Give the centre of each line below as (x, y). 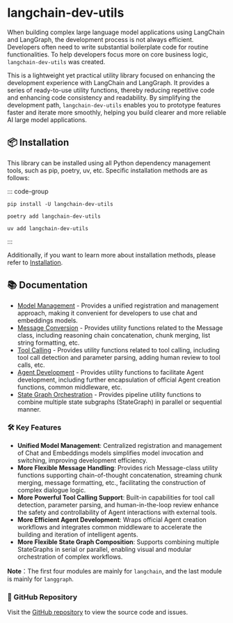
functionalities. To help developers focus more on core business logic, (108, 54)
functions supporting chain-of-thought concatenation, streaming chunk (120, 475)
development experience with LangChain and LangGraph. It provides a (109, 82)
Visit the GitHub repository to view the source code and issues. (98, 613)
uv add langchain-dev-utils (48, 228)
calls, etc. (31, 365)
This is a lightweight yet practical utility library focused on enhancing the (111, 75)
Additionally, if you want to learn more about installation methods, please (112, 255)
